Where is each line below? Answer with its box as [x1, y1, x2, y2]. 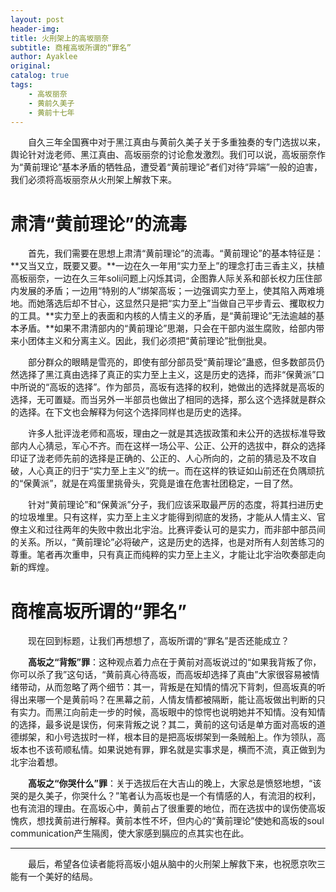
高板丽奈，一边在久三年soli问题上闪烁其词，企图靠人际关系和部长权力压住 [10, 272, 314, 285]
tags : [10, 80, 33, 90]
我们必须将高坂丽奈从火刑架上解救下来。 [10, 174, 177, 186]
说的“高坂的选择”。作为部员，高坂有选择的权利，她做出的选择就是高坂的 [27, 381, 325, 393]
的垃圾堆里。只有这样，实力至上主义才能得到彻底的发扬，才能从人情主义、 [10, 511, 317, 523]
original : [10, 61, 52, 71]
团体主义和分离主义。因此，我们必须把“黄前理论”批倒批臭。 [27, 335, 273, 347]
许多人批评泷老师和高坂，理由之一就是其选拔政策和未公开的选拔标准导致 [28, 427, 326, 440]
